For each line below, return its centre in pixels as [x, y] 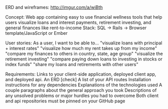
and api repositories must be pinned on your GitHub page [65, 101]
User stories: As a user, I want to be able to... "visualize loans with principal [84, 43]
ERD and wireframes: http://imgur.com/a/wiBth [54, 7]
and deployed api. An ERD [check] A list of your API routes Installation [78, 79]
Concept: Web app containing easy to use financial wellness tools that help [84, 17]
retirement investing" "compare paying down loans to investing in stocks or [84, 59]
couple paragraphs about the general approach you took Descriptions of [81, 90]
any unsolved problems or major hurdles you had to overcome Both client [82, 96]
